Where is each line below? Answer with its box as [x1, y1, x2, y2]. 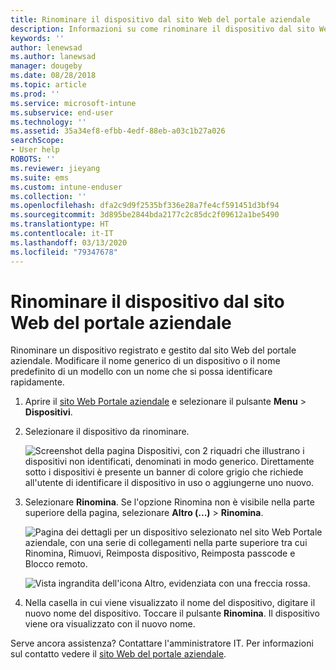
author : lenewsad [10, 42, 83, 53]
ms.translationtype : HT [10, 219, 110, 230]
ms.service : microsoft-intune [10, 98, 137, 108]
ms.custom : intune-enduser [10, 182, 123, 192]
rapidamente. [10, 376, 65, 388]
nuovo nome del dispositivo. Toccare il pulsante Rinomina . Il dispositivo [24, 607, 320, 620]
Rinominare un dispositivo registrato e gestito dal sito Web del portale [10, 344, 297, 356]
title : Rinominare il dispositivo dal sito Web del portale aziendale [10, 14, 311, 25]
